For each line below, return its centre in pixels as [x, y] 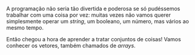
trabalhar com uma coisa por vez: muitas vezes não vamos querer [89, 15]
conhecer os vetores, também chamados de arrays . [71, 45]
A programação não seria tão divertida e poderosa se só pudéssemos [93, 9]
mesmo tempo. [25, 27]
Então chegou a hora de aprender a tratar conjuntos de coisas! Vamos [94, 39]
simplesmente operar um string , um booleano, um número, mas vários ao [98, 21]
